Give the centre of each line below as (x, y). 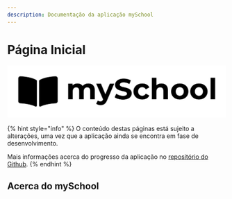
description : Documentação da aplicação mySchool (81, 15)
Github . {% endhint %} (40, 164)
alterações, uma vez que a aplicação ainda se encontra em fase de (103, 136)
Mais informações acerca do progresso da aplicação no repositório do (108, 157)
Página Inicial (47, 50)
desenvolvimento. (33, 144)
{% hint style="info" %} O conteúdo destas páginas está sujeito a (101, 129)
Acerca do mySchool (53, 186)
